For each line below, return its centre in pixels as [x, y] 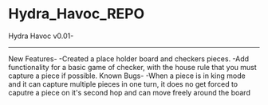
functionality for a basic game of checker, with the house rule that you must [132, 67]
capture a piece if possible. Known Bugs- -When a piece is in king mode [127, 76]
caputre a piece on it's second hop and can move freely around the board [130, 92]
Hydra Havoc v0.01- [41, 36]
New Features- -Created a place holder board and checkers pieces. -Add [129, 58]
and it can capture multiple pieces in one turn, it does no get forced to [123, 84]
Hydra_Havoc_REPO [77, 14]
